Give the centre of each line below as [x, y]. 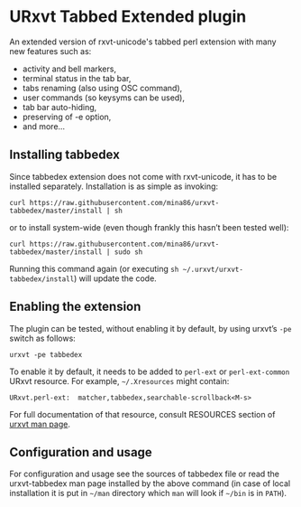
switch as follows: [43, 338]
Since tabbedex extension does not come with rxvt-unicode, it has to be [143, 176]
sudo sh [128, 252]
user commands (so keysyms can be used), [104, 98]
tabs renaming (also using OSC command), [102, 88]
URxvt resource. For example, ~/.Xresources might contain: [119, 380]
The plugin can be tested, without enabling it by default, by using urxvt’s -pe [150, 328]
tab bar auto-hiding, [59, 107]
